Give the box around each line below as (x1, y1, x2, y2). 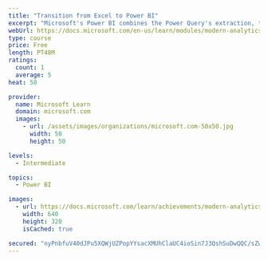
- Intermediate (15, 159, 66, 167)
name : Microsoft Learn (15, 100, 91, 108)
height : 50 (29, 137, 66, 145)
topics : (8, 173, 34, 182)
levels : (8, 152, 34, 160)
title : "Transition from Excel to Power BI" (8, 11, 159, 20)
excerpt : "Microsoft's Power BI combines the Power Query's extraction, (8, 19, 255, 27)
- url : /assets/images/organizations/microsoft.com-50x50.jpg (22, 123, 234, 131)
